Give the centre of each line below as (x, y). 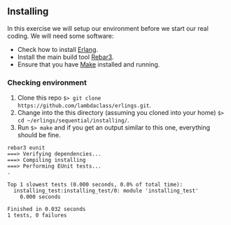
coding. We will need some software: (61, 36)
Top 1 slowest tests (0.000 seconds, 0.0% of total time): (95, 185)
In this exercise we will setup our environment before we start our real (108, 28)
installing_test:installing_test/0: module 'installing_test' (106, 191)
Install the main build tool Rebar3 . (65, 57)
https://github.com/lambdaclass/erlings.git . (84, 105)
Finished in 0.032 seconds (47, 210)
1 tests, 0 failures (37, 216)
